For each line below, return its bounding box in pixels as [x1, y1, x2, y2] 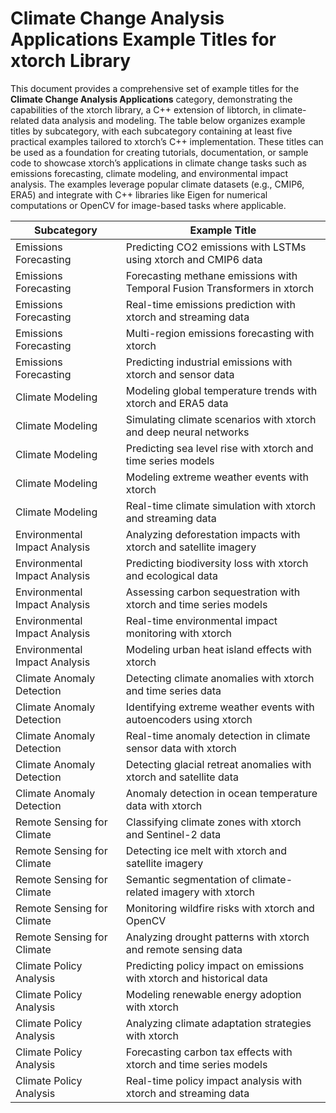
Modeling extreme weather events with [125, 470, 309, 484]
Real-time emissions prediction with [125, 297, 296, 311]
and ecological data [125, 568, 219, 582]
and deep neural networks [125, 425, 250, 439]
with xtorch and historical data [125, 971, 268, 985]
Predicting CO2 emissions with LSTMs [125, 240, 307, 254]
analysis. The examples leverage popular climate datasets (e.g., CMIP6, [10, 178, 305, 190]
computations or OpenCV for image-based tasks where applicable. [10, 199, 287, 211]
